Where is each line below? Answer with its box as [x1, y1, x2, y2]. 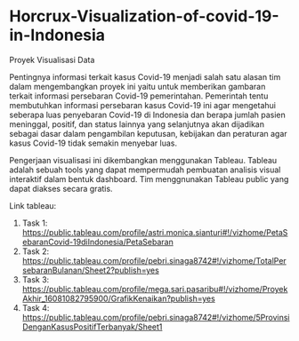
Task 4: [21, 302, 50, 313]
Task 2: [21, 246, 50, 257]
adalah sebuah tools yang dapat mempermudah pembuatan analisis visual [9, 164, 281, 175]
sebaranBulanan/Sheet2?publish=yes [21, 265, 160, 275]
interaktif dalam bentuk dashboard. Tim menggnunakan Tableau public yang [9, 173, 289, 184]
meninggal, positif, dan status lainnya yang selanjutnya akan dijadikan [9, 118, 265, 130]
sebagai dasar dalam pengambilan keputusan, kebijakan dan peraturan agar [9, 128, 287, 139]
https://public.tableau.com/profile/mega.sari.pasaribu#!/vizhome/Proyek [21, 283, 288, 294]
